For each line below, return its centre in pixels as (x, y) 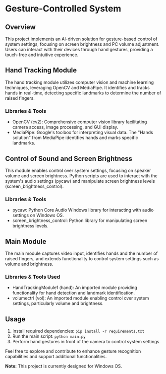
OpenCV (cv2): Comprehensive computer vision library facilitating (80, 122)
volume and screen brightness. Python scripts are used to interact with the (81, 176)
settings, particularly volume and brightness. (58, 303)
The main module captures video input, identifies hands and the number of (82, 253)
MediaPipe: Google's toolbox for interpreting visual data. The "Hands (83, 133)
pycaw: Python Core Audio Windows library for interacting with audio (83, 210)
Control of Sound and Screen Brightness (69, 159)
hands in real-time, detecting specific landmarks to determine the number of (83, 93)
